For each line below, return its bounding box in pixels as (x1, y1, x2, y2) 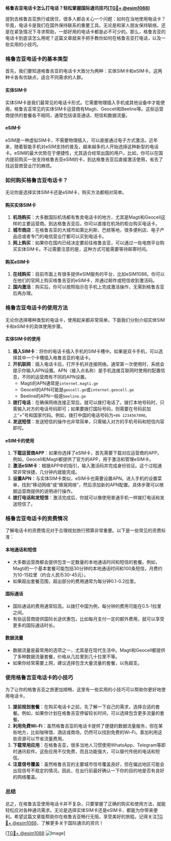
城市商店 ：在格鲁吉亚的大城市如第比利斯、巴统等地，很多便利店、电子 (12, 227, 160, 233)
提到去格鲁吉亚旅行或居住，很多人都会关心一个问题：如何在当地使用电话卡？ (5, 16, 166, 22)
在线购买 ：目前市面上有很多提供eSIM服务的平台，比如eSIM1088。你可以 (12, 271, 165, 277)
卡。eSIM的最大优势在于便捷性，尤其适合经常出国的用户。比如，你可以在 (5, 150, 159, 156)
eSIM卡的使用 (5, 437, 35, 443)
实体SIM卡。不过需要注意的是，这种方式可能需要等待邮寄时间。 (17, 246, 151, 252)
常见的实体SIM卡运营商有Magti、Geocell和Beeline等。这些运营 (32, 106, 164, 112)
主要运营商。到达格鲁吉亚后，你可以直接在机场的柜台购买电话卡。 (21, 221, 160, 227)
